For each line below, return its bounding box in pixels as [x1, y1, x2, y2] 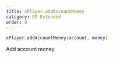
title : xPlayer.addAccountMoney [6, 8, 84, 14]
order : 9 [6, 19, 27, 25]
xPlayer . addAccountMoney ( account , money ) [6, 35, 108, 41]
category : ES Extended [6, 14, 61, 20]
